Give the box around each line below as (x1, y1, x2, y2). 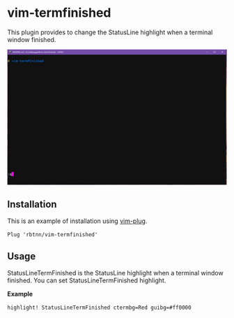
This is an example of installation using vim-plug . (7, 217, 148, 225)
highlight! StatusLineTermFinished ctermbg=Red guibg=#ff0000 (7, 304, 192, 312)
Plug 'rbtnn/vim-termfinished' (7, 231, 98, 238)
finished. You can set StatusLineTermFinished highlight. (7, 276, 166, 284)
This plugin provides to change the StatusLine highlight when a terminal (7, 28, 213, 36)
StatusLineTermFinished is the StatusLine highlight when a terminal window (7, 269, 224, 277)
